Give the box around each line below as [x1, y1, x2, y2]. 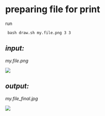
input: [5, 44, 24, 53]
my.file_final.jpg [5, 95, 38, 101]
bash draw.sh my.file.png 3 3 [7, 30, 71, 35]
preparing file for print [5, 4, 100, 15]
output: [5, 82, 29, 91]
